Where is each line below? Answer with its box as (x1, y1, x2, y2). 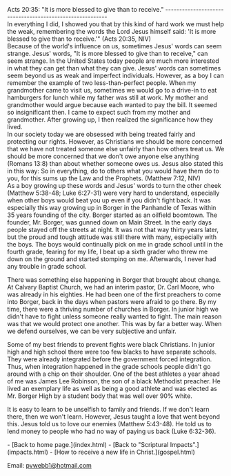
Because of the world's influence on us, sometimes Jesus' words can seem (7, 42, 222, 50)
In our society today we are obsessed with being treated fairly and (7, 130, 196, 138)
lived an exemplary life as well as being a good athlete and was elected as (7, 385, 217, 392)
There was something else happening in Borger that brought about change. (7, 276, 221, 284)
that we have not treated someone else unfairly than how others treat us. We (7, 145, 225, 153)
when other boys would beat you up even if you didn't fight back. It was (7, 196, 212, 204)
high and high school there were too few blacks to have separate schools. (7, 348, 217, 356)
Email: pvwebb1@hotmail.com (7, 461, 92, 469)
